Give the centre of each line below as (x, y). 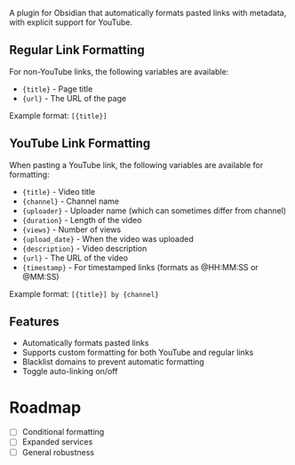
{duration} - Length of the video (82, 220)
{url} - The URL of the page (74, 98)
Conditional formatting (63, 432)
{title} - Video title (59, 191)
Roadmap (45, 407)
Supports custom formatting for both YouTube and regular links (138, 353)
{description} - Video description (84, 248)
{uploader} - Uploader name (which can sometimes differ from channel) (154, 210)
